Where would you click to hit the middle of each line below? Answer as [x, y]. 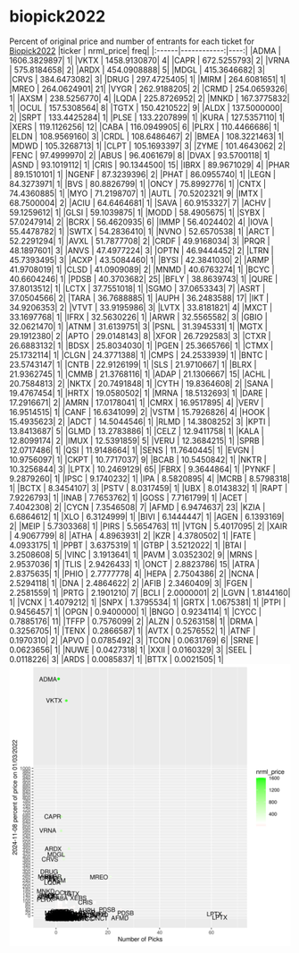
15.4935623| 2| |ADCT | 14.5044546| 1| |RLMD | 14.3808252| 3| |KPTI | [140, 421]
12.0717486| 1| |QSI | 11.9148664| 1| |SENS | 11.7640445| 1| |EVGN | [132, 450]
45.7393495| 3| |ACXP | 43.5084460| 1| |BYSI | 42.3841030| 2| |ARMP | [141, 260]
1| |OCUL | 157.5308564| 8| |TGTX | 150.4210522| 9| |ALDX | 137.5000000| [146, 107]
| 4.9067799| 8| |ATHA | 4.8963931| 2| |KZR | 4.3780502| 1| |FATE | [133, 535]
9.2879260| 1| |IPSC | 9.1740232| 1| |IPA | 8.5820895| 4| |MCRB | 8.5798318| [149, 478]
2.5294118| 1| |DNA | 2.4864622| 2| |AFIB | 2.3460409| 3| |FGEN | [131, 583]
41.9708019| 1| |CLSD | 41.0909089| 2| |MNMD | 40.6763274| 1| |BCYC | [142, 269]
